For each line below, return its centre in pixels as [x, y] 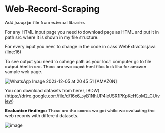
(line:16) [13, 52]
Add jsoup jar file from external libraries [45, 22]
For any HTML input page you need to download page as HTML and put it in [82, 32]
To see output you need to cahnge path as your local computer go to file [78, 61]
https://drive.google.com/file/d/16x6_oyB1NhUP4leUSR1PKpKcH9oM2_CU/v [83, 96]
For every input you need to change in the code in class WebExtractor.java [80, 46]
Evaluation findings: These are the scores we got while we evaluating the [80, 111]
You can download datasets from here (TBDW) [52, 90]
